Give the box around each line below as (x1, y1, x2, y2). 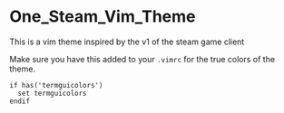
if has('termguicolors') (9, 80, 103, 89)
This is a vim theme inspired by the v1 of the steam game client (9, 36, 245, 47)
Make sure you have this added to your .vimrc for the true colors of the (9, 53, 275, 64)
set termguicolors (17, 89, 88, 98)
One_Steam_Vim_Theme (9, 6, 197, 27)
